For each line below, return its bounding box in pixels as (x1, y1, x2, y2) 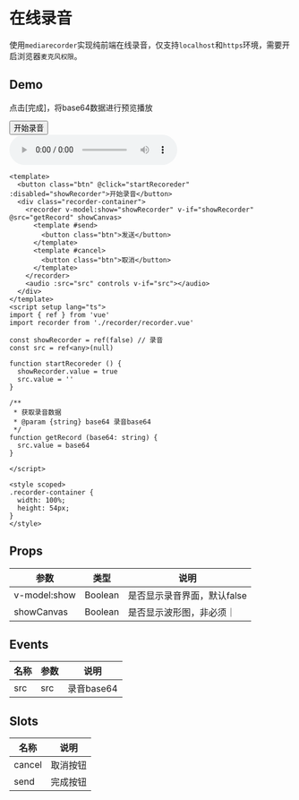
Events (9, 637, 49, 652)
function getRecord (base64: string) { (9, 433, 158, 442)
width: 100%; (17, 495, 66, 504)
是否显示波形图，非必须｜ (128, 606, 236, 618)
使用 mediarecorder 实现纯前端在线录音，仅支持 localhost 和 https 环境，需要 (9, 39, 283, 50)
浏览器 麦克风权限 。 (16, 50, 82, 61)
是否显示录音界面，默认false (128, 589, 248, 601)
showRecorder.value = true (17, 366, 118, 376)
